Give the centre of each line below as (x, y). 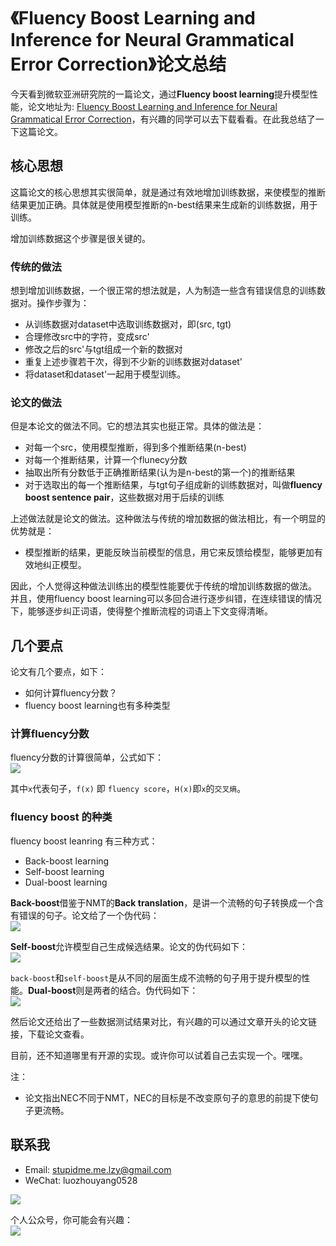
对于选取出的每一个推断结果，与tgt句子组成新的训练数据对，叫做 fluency (173, 485)
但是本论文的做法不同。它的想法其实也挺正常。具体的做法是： (137, 426)
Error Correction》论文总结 (118, 64)
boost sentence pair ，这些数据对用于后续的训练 (124, 497)
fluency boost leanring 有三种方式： (84, 841)
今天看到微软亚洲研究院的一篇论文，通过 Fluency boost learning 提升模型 (160, 94)
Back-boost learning (67, 861)
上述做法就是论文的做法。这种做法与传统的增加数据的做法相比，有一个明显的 (168, 519)
